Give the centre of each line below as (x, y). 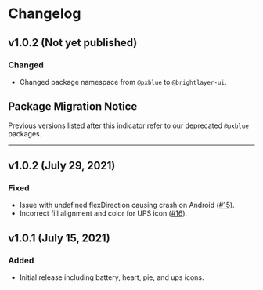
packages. (25, 133)
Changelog (45, 14)
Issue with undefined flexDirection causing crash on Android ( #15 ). (127, 205)
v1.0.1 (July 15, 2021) (59, 238)
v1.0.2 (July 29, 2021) (62, 166)
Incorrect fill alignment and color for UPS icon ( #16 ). (103, 213)
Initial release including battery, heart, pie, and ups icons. (112, 277)
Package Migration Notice (73, 107)
